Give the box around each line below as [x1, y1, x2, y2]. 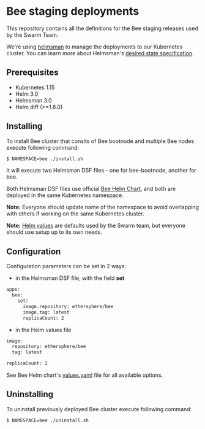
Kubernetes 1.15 [15, 83, 55, 91]
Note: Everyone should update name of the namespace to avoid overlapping [6, 204, 199, 211]
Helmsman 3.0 [15, 96, 52, 104]
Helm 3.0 [15, 90, 39, 98]
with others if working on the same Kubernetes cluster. [6, 210, 145, 217]
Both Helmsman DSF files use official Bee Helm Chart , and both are [6, 185, 176, 193]
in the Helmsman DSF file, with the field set [15, 274, 125, 282]
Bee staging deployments [6, 4, 140, 18]
